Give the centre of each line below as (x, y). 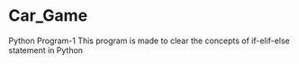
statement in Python (45, 50)
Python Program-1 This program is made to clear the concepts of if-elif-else (149, 41)
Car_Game (48, 16)
